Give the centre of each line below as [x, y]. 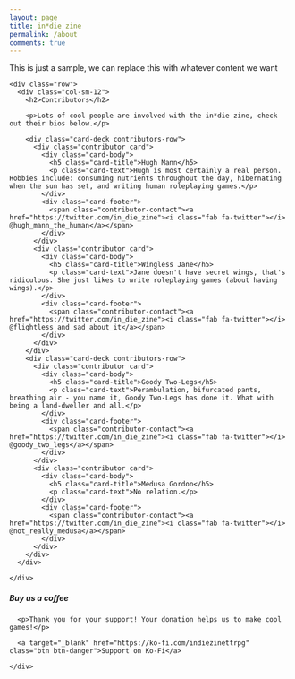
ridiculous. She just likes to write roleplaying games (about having [143, 280]
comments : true [38, 43]
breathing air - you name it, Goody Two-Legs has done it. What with [142, 398]
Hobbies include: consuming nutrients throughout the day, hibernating [145, 179]
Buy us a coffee [39, 597]
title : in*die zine [46, 26]
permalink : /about [43, 34]
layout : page [34, 17]
